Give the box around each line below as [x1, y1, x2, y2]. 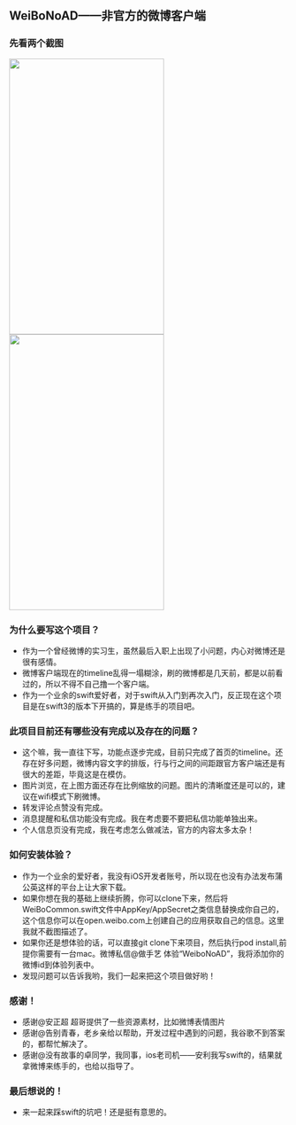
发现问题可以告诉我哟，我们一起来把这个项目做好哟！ [21, 970, 216, 981]
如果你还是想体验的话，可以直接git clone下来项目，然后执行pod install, [21, 937, 280, 948]
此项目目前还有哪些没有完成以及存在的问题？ [9, 725, 200, 737]
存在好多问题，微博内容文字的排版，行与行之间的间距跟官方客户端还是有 [21, 758, 285, 769]
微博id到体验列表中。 [21, 959, 99, 970]
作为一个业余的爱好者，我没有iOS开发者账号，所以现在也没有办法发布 [21, 871, 276, 881]
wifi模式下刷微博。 [37, 791, 106, 802]
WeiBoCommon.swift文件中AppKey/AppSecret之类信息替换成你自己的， [21, 904, 285, 914]
